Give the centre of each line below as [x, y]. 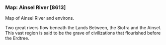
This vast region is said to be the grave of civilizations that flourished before [83, 33]
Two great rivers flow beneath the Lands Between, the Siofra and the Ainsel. [83, 28]
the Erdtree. [17, 38]
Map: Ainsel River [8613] [36, 7]
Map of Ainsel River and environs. [40, 18]
